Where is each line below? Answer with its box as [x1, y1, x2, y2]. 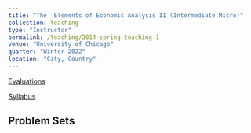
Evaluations [8, 76, 45, 86]
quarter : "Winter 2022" [8, 48, 86, 56]
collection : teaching [8, 19, 79, 27]
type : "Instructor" [8, 26, 72, 34]
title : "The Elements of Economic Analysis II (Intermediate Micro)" [8, 11, 244, 20]
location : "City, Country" [8, 56, 96, 63]
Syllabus [8, 92, 36, 101]
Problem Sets [8, 114, 75, 128]
